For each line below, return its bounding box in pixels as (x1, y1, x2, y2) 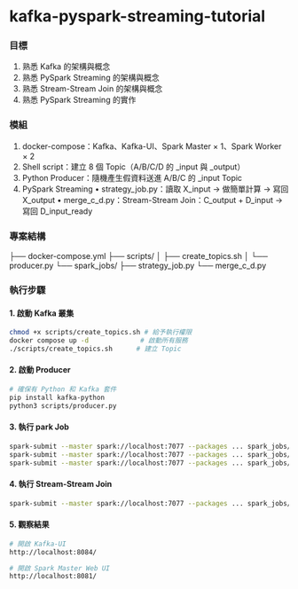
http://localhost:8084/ (9, 547, 98, 556)
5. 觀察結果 (9, 519, 50, 530)
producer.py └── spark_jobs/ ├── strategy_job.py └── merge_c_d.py (9, 260, 267, 271)
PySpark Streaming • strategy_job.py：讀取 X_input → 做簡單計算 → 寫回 (21, 184, 289, 194)
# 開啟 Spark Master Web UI (9, 563, 111, 573)
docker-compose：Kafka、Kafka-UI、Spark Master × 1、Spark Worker (21, 140, 282, 152)
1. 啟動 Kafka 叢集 (9, 308, 74, 318)
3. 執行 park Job (9, 421, 69, 432)
